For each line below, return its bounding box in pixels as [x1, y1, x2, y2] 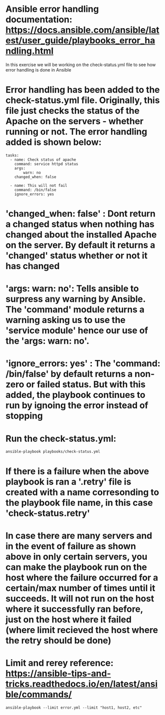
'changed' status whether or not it [5, 250, 148, 261]
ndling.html [5, 45, 54, 57]
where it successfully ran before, [5, 603, 143, 614]
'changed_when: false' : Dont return [5, 208, 156, 219]
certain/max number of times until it [5, 582, 156, 594]
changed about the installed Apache [5, 229, 157, 240]
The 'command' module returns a [5, 304, 144, 315]
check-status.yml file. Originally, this [5, 95, 160, 106]
